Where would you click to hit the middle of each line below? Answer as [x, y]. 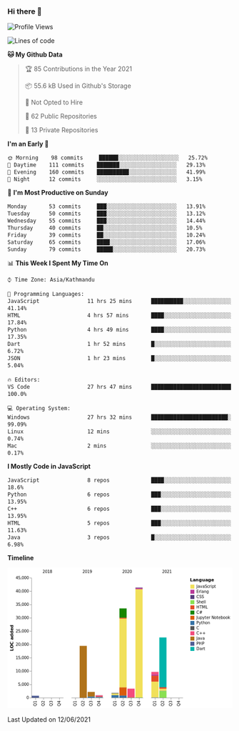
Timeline [21, 558]
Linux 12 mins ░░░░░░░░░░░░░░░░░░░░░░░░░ [119, 432]
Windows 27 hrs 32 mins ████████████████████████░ [119, 417]
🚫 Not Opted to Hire [54, 102]
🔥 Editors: [24, 380]
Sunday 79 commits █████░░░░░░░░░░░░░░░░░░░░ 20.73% [106, 249]
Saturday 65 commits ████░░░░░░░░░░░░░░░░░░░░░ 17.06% [106, 242]
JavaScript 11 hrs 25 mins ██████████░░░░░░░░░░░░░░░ [119, 302]
